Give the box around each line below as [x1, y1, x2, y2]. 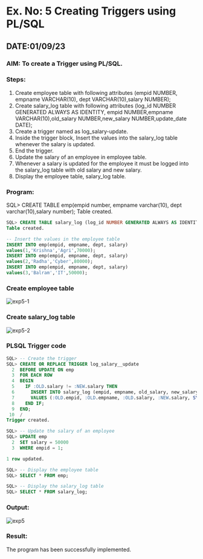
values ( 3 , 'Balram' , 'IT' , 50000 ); [6, 270, 88, 276]
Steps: [6, 76, 26, 84]
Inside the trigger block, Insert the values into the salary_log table [14, 134, 178, 141]
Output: [6, 503, 30, 512]
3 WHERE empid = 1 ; [11, 445, 63, 451]
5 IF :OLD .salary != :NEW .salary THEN [11, 384, 118, 390]
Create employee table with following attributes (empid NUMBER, [14, 89, 178, 96]
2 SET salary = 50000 [11, 439, 69, 445]
